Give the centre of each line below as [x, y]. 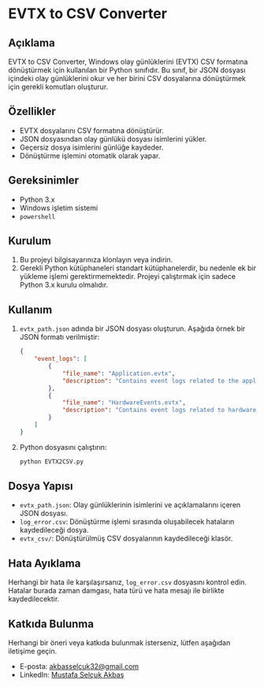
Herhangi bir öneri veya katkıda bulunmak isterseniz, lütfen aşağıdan [119, 643]
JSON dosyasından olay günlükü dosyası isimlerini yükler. [113, 139]
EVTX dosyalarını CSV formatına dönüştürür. [91, 130]
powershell [37, 217]
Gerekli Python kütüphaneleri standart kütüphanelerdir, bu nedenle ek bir [138, 268]
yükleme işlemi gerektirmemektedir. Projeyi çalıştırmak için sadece [128, 277]
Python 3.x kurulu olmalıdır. [64, 285]
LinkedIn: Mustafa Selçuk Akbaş [72, 675]
